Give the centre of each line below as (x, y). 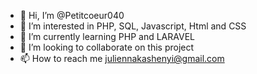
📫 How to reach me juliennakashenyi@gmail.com (122, 58)
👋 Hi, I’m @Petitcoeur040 (72, 15)
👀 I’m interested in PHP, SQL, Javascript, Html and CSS (133, 26)
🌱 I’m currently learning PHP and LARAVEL (107, 36)
